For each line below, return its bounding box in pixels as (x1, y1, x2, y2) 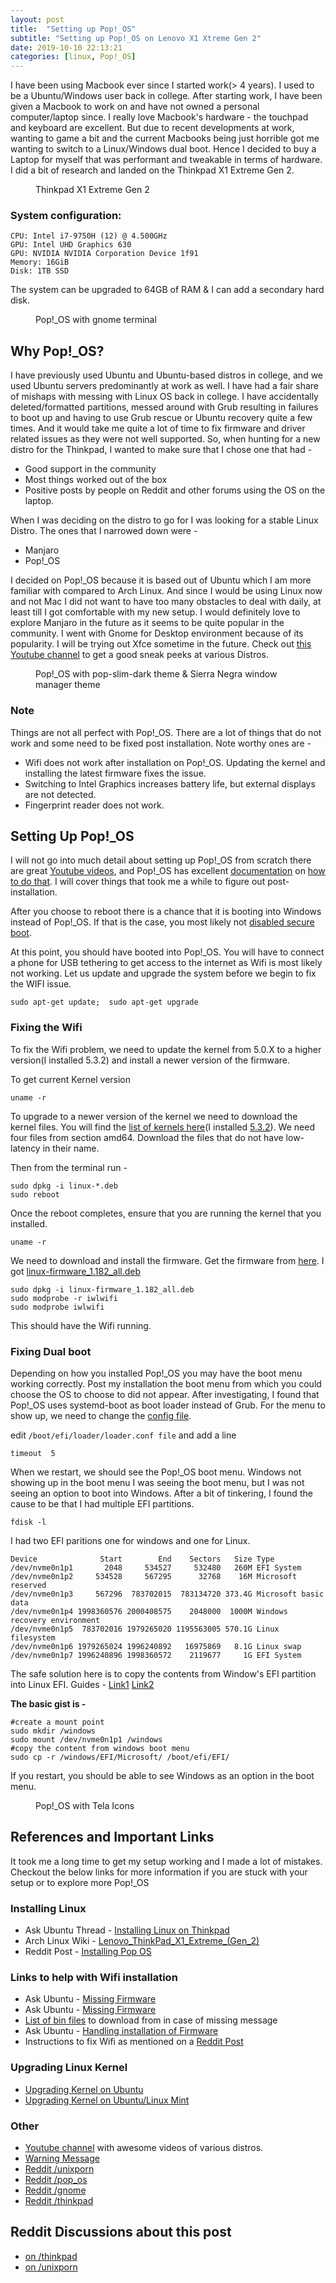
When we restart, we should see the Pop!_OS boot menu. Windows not (10, 1466, 302, 1478)
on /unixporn (24, 2261, 78, 2273)
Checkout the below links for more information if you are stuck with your (10, 1866, 308, 1878)
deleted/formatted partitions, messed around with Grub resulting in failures (10, 401, 319, 413)
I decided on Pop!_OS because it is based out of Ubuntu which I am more (10, 574, 312, 586)
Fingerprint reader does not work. (24, 799, 165, 811)
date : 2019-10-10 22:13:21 (10, 42, 123, 53)
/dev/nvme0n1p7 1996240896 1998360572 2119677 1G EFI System (10, 1650, 302, 1660)
